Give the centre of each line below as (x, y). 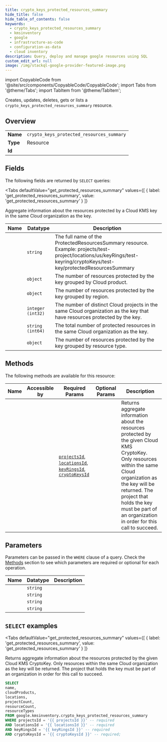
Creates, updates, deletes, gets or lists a (46, 100)
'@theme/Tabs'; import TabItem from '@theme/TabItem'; (63, 90)
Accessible (40, 388)
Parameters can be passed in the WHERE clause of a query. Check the (75, 557)
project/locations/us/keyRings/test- (97, 255)
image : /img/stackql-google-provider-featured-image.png (65, 65)
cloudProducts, (21, 693)
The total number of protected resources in (105, 325)
